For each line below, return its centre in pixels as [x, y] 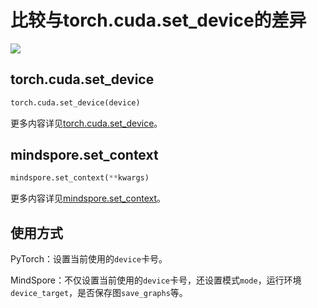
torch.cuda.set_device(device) [75, 102]
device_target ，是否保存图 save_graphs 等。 [99, 293]
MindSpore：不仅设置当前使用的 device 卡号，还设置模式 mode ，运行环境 [156, 280]
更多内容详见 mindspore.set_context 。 [88, 198]
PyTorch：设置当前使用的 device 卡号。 [89, 259]
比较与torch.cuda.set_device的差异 [158, 20]
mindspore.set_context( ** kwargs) [80, 178]
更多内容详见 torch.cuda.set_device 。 [86, 123]
